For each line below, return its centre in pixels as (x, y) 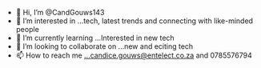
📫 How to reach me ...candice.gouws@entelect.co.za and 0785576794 (134, 55)
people (28, 29)
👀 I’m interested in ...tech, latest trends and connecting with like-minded (135, 21)
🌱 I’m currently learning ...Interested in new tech (95, 38)
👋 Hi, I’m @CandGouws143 (60, 12)
